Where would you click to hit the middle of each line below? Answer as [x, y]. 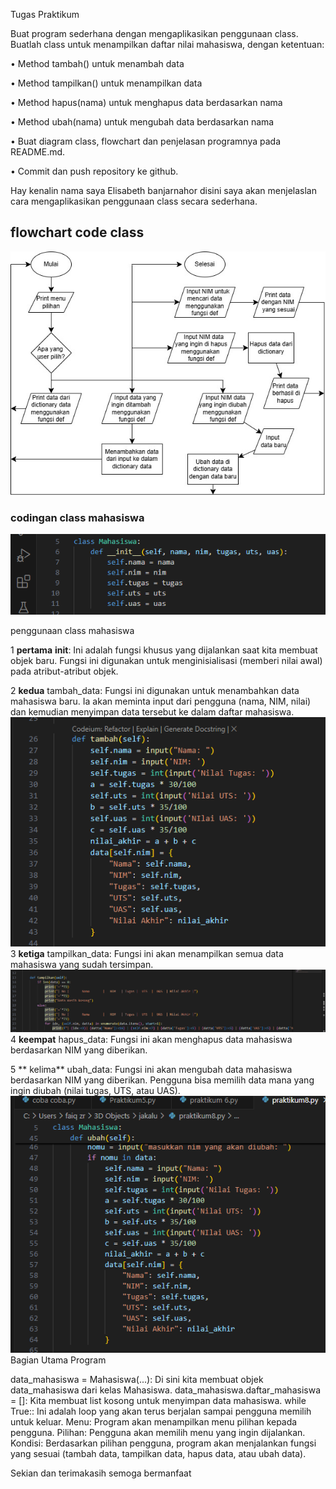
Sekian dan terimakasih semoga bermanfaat [101, 1473]
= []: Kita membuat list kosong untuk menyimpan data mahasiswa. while [158, 1401]
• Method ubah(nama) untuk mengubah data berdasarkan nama [142, 122]
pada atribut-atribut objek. [64, 671]
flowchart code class [77, 232]
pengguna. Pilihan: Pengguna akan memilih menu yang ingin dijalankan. [158, 1433]
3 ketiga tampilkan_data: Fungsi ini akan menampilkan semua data [147, 954]
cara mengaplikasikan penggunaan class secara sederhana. [134, 201]
